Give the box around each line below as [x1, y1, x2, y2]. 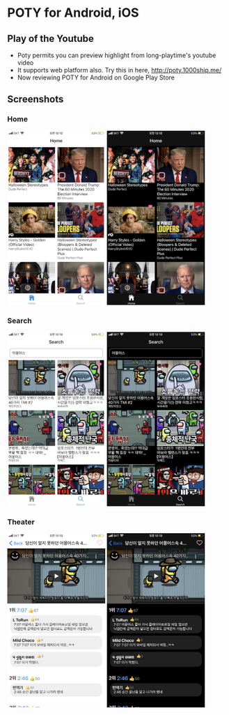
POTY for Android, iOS [7, 5, 139, 21]
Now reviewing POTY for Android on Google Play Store [17, 73, 175, 82]
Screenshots [7, 93, 64, 105]
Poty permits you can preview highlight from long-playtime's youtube [17, 51, 216, 59]
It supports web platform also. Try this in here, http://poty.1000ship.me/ [17, 66, 222, 74]
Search [7, 316, 33, 325]
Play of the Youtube [7, 33, 94, 45]
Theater [7, 517, 35, 527]
